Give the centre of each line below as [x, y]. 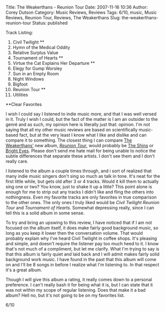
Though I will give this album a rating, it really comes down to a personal [79, 280]
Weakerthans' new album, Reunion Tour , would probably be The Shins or [80, 145]
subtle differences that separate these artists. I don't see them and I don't [80, 156]
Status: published [50, 23]
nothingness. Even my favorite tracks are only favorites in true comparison [81, 197]
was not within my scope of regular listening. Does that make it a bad [76, 290]
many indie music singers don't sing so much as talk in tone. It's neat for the [83, 176]
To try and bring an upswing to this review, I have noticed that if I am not [79, 223]
